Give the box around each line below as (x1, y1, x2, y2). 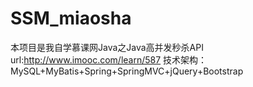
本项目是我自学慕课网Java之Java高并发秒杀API (10, 41, 204, 53)
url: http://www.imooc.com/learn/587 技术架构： (10, 53, 208, 66)
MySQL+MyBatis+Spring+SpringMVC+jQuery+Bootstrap (10, 65, 244, 77)
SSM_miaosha (10, 7, 132, 30)
